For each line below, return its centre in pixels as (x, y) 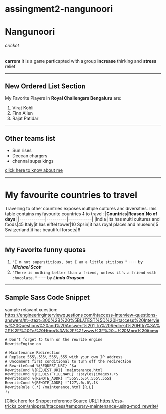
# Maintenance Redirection (33, 352)
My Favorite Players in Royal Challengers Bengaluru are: (63, 98)
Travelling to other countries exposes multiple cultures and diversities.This (81, 209)
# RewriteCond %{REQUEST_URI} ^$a (41, 366)
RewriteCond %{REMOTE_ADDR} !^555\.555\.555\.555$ (58, 378)
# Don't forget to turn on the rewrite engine (54, 339)
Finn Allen (22, 113)
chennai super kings (33, 161)
